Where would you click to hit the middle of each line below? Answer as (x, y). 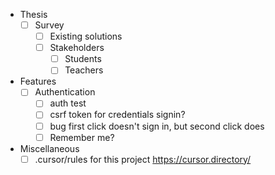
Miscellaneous (49, 148)
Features (38, 81)
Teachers (84, 70)
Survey (49, 25)
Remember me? (82, 137)
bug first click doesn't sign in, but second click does (157, 126)
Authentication (65, 92)
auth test (68, 103)
